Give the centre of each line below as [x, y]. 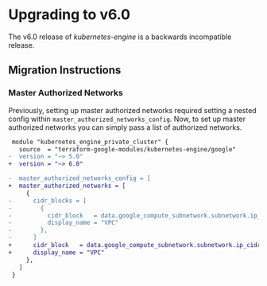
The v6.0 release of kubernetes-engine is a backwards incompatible [120, 37]
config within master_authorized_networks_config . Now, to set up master [127, 119]
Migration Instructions [65, 71]
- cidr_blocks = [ [48, 201]
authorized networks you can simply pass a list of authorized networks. [125, 127]
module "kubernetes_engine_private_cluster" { [90, 142]
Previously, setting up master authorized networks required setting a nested [132, 110]
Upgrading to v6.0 [70, 15]
